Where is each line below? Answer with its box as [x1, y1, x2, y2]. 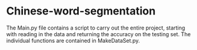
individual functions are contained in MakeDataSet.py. [6, 37, 140, 44]
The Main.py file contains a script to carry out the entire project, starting [6, 24, 186, 31]
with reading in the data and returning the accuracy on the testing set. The [6, 30, 191, 37]
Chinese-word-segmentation [6, 4, 156, 18]
